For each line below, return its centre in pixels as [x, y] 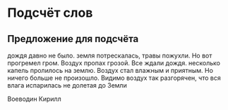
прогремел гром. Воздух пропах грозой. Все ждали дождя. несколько [114, 63]
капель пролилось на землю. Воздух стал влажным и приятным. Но [110, 70]
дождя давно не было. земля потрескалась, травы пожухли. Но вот [110, 55]
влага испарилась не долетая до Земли [67, 85]
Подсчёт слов [50, 13]
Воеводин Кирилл [34, 99]
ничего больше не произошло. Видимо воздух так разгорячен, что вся [114, 78]
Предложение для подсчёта [73, 39]
